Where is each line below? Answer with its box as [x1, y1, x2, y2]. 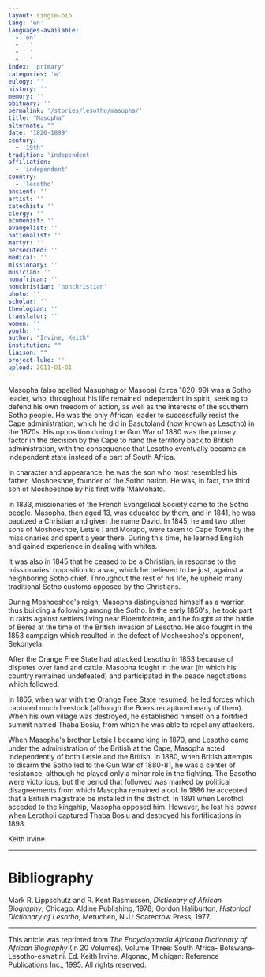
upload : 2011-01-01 [8, 364, 73, 371]
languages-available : [8, 26, 80, 34]
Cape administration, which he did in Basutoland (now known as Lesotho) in [8, 419, 255, 428]
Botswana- [219, 943, 256, 953]
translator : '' [8, 312, 58, 320]
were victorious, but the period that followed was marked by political [8, 777, 231, 786]
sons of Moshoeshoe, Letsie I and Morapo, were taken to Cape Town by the [8, 524, 255, 534]
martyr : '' [8, 239, 44, 247]
